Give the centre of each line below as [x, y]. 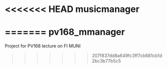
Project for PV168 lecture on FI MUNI [43, 46]
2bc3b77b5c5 [107, 61]
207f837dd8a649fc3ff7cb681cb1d [127, 55]
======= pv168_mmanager [65, 32]
